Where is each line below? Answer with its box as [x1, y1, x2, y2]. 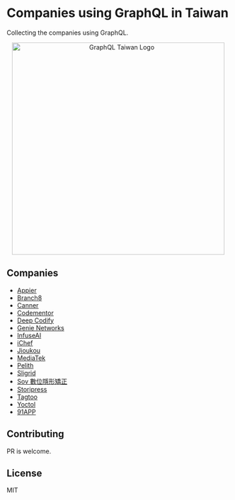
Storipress [16, 385, 47, 393]
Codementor [16, 308, 54, 317]
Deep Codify [16, 316, 55, 325]
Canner [16, 301, 39, 309]
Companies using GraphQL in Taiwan [6, 5, 229, 21]
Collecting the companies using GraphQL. [6, 28, 129, 37]
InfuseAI [16, 331, 42, 339]
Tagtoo [16, 393, 38, 401]
